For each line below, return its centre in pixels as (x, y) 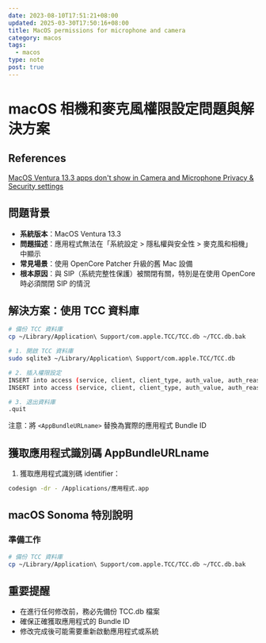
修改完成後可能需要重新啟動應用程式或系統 (89, 631)
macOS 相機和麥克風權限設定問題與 (124, 109)
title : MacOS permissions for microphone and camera (97, 30)
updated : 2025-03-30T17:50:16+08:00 (68, 23)
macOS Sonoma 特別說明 (70, 516)
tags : (17, 45)
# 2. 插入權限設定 (35, 373)
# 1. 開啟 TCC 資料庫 (41, 351)
